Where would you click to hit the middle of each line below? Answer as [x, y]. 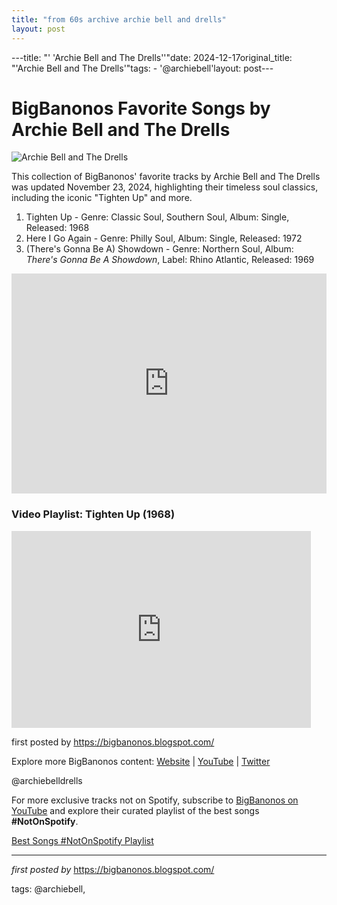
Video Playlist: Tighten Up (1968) [93, 514]
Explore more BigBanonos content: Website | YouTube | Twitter [141, 761]
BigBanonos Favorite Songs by [141, 108]
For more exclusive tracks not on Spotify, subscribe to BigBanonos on [155, 800]
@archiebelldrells [47, 780]
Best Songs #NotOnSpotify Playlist [82, 840]
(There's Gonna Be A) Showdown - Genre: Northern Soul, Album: [159, 249]
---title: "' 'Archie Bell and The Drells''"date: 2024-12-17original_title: [152, 57]
